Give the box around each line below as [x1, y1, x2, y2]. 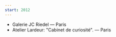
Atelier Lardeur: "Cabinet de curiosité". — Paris [12, 26, 111, 33]
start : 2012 [5, 7, 30, 13]
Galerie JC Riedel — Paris [12, 21, 67, 27]
